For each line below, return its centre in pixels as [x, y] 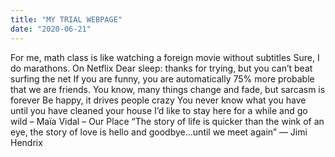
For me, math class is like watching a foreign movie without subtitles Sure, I [165, 57]
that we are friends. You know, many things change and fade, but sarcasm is [168, 89]
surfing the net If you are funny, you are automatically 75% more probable [162, 78]
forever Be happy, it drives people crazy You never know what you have [158, 100]
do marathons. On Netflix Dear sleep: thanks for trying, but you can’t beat [161, 68]
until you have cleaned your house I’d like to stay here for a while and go [159, 110]
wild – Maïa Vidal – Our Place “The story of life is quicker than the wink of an [167, 121]
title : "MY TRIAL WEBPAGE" [66, 19]
